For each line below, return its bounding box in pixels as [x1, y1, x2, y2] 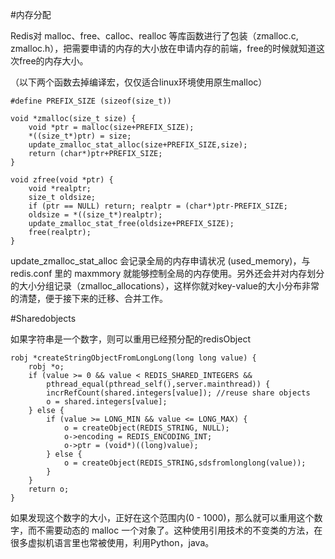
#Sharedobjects [10, 313, 77, 324]
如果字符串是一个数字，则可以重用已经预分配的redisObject [10, 333, 251, 345]
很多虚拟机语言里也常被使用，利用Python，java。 [10, 537, 215, 548]
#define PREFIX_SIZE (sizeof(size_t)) [10, 96, 172, 106]
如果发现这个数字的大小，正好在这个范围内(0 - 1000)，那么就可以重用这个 [10, 512, 315, 523]
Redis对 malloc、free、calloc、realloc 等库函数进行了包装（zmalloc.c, [10, 30, 299, 42]
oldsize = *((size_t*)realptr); [28, 210, 163, 220]
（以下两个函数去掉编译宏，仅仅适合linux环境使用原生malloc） [10, 76, 268, 88]
